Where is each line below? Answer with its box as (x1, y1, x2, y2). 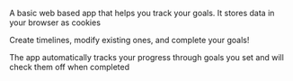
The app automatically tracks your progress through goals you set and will (9, 52, 285, 62)
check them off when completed (9, 62, 130, 72)
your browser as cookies (9, 17, 102, 28)
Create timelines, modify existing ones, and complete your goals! (9, 35, 250, 45)
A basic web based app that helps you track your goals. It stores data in (9, 8, 275, 18)
